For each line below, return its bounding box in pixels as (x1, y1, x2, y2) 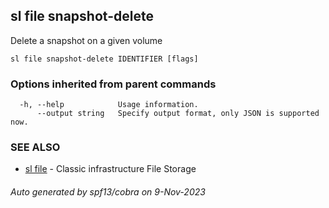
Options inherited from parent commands (10, 77, 217, 91)
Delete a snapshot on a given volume (10, 34, 163, 46)
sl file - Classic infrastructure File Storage (24, 163, 197, 175)
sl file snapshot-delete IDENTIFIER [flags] (10, 54, 199, 64)
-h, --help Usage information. (19, 100, 199, 110)
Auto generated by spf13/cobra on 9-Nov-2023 (10, 186, 206, 198)
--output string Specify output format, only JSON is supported (36, 109, 320, 119)
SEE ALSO (10, 140, 61, 154)
